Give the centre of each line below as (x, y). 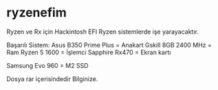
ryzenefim (36, 13)
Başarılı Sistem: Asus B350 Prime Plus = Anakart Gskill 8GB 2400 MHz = (109, 45)
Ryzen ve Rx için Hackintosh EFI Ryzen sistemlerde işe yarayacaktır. (102, 32)
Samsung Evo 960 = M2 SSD (47, 65)
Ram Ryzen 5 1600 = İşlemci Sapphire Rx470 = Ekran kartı (89, 52)
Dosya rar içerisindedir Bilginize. (52, 79)
